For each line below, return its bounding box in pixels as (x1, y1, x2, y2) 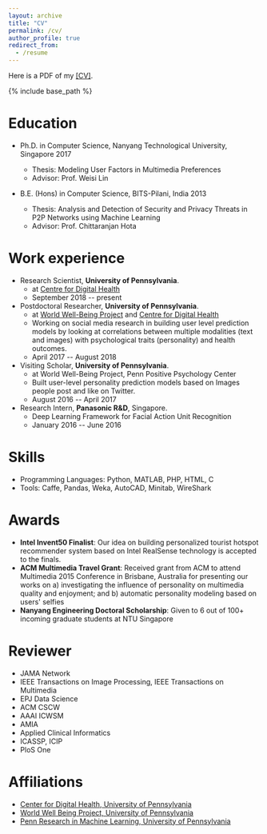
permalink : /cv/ (8, 26, 62, 34)
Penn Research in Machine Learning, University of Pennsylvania (19, 816, 231, 826)
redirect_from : (8, 42, 59, 50)
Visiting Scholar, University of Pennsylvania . (19, 361, 169, 370)
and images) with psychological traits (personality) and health (31, 335, 236, 345)
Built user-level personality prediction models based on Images (31, 377, 240, 387)
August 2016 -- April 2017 (31, 394, 118, 404)
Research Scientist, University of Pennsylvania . (19, 275, 180, 285)
